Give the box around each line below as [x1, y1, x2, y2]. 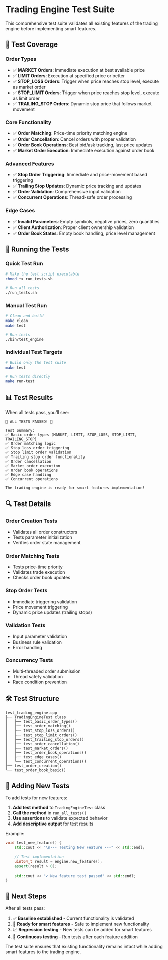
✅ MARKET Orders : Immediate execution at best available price [12, 67, 145, 73]
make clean [5, 318, 28, 323]
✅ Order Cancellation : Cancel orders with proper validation [12, 135, 136, 142]
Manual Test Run [5, 302, 47, 309]
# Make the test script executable [5, 271, 80, 277]
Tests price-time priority [12, 564, 63, 570]
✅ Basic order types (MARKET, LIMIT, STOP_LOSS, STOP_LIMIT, [5, 432, 137, 437]
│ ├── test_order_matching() [5, 723, 71, 728]
